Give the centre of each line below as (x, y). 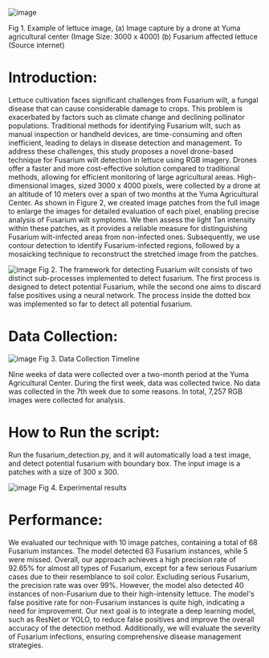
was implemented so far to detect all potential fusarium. (100, 304)
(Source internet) (37, 45)
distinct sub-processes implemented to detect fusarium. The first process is (134, 278)
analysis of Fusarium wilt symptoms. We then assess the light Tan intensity (132, 219)
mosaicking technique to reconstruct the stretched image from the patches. (133, 254)
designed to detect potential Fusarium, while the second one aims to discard (134, 287)
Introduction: (53, 78)
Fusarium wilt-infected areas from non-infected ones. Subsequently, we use (134, 237)
